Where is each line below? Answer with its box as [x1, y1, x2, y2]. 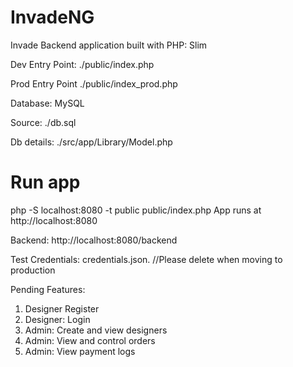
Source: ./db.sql [10, 116, 77, 128]
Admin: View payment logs [24, 345, 136, 357]
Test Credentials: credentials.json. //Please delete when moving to [10, 253, 283, 265]
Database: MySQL [10, 97, 85, 109]
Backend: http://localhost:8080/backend [10, 234, 178, 246]
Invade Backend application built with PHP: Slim [10, 39, 208, 51]
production [10, 264, 56, 276]
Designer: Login [24, 313, 91, 325]
